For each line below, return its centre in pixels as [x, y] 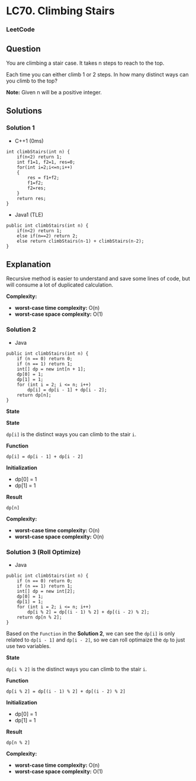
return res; [31, 198]
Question [23, 49]
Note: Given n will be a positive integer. [54, 92]
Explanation [29, 264]
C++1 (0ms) [29, 141]
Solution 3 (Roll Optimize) [44, 552]
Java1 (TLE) [29, 214]
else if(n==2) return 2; [47, 236]
